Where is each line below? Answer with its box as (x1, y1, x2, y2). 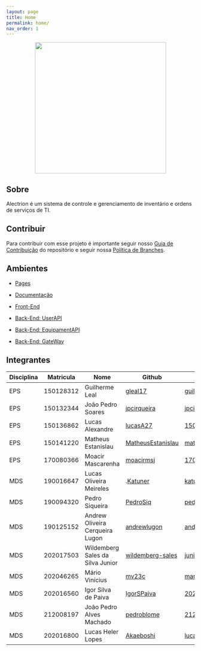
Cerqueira (84, 526, 113, 535)
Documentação (14, 291, 53, 298)
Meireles (84, 484, 109, 493)
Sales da (84, 551, 109, 559)
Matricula (47, 373, 76, 381)
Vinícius (84, 575, 108, 584)
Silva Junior (84, 559, 118, 567)
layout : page (6, 8, 39, 15)
